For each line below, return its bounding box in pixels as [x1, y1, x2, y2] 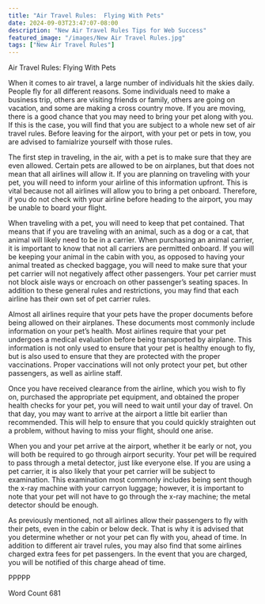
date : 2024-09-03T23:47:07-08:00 [8, 19, 119, 27]
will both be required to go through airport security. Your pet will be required [8, 449, 257, 460]
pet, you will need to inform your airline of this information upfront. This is [8, 178, 248, 187]
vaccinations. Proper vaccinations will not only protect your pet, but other [8, 360, 248, 369]
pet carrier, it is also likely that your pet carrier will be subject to [8, 467, 216, 476]
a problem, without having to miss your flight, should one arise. [8, 426, 214, 436]
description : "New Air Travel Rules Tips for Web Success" [8, 26, 207, 34]
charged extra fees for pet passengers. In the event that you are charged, [8, 549, 248, 559]
